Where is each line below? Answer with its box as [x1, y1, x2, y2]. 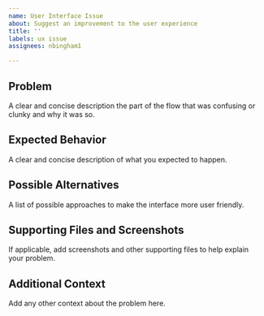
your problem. [8, 253, 55, 263]
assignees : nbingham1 [8, 42, 82, 50]
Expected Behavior [8, 133, 107, 147]
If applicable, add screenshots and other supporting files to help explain [8, 245, 249, 254]
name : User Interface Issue [8, 11, 104, 20]
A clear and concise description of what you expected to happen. [8, 154, 227, 164]
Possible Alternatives [8, 178, 119, 192]
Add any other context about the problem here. [8, 298, 167, 309]
